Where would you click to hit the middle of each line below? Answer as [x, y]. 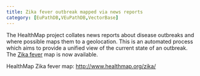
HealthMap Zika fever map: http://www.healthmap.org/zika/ [81, 66]
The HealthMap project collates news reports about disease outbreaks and [100, 35]
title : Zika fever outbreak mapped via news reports [75, 12]
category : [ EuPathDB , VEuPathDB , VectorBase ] [62, 18]
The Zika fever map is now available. [52, 54]
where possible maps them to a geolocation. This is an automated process [100, 41]
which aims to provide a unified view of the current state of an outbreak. [97, 48]
